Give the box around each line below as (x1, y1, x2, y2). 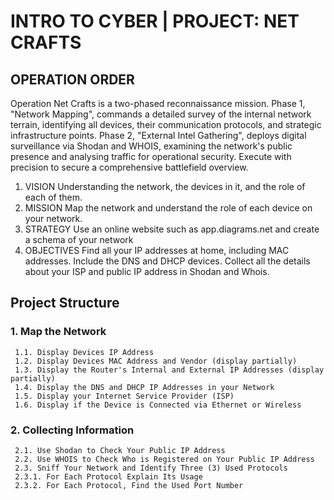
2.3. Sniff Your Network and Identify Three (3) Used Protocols (14, 463, 288, 473)
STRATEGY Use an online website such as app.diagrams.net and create (24, 223, 320, 235)
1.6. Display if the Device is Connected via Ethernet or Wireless (14, 400, 302, 410)
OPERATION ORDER (10, 71, 135, 88)
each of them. (24, 191, 83, 203)
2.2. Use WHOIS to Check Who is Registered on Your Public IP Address (14, 454, 315, 464)
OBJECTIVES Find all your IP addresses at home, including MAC (24, 245, 290, 256)
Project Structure (10, 295, 120, 312)
